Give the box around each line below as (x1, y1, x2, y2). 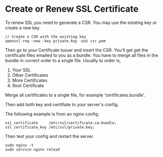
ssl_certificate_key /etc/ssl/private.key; (5, 125, 95, 130)
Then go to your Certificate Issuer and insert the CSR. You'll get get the (5, 47, 148, 53)
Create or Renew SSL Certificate (5, 3, 139, 15)
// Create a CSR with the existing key (5, 34, 86, 39)
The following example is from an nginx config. (5, 111, 100, 117)
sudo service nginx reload (5, 147, 60, 152)
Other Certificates (12, 72, 49, 78)
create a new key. (5, 24, 41, 30)
